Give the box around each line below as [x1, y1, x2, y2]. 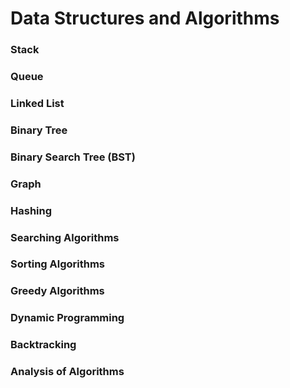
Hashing [10, 203, 53, 217]
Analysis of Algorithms [10, 365, 125, 379]
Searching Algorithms [10, 230, 120, 244]
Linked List [10, 96, 65, 110]
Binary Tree [10, 123, 68, 137]
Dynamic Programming [10, 311, 125, 325]
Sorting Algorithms [10, 257, 106, 271]
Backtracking [10, 338, 77, 352]
